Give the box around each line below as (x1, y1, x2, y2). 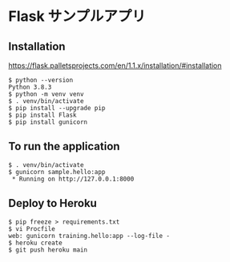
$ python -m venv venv (8, 90, 84, 98)
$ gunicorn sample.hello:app (8, 168, 106, 176)
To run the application (8, 140, 120, 153)
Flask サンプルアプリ (8, 7, 146, 26)
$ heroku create (8, 239, 63, 247)
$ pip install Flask (8, 111, 78, 119)
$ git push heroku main (8, 245, 88, 254)
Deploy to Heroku (8, 196, 98, 210)
